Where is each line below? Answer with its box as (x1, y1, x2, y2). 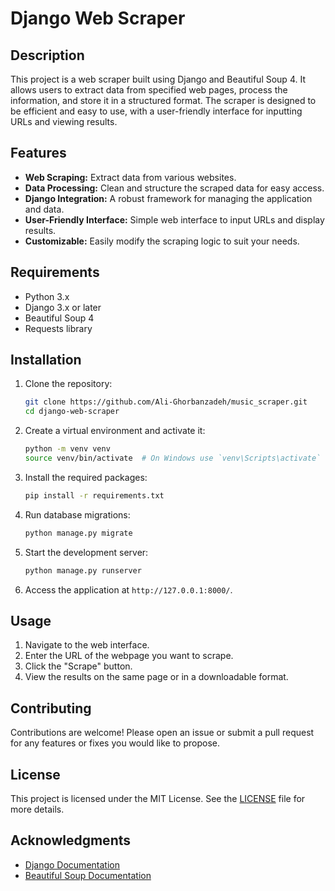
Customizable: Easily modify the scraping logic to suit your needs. (24, 235, 300, 247)
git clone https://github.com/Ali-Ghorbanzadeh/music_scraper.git (24, 397, 308, 407)
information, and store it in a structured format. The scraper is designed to (10, 95, 317, 106)
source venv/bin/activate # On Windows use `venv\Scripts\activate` (24, 453, 322, 464)
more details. (10, 803, 65, 815)
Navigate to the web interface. (24, 639, 150, 651)
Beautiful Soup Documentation (24, 869, 152, 881)
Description (10, 47, 85, 64)
